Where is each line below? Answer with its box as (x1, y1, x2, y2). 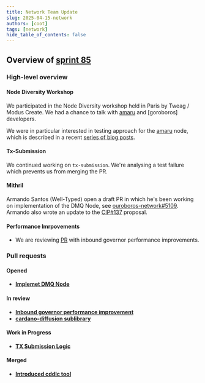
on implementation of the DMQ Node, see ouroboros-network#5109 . (6, 202, 179, 210)
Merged (6, 357, 27, 364)
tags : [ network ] (6, 26, 48, 33)
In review (6, 294, 31, 302)
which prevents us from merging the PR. (6, 167, 108, 175)
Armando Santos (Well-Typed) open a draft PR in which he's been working (6, 195, 194, 203)
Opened (6, 267, 28, 274)
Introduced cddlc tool (15, 370, 72, 377)
